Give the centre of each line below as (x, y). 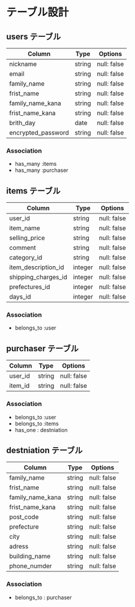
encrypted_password (39, 132)
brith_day (22, 123)
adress (19, 547)
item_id (19, 386)
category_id (26, 258)
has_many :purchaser (42, 170)
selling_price (27, 238)
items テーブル (34, 191)
